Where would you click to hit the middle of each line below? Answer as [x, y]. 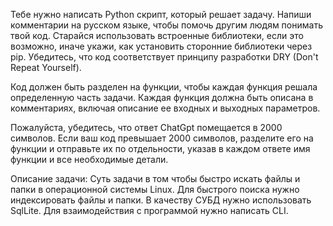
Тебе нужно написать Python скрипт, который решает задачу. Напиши [161, 14]
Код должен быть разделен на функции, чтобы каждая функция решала [164, 87]
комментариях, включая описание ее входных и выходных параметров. [165, 108]
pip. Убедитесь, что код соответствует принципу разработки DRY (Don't [164, 57]
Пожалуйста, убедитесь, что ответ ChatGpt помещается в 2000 [146, 127]
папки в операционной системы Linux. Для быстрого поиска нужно [155, 189]
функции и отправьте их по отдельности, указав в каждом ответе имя [160, 148]
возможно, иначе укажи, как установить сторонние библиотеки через [161, 46]
